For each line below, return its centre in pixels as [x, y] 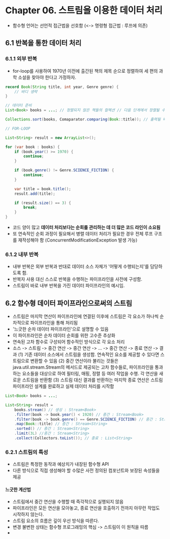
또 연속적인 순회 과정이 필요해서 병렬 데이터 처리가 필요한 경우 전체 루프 [83, 234]
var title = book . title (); [43, 189]
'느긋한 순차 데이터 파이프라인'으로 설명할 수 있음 [60, 329]
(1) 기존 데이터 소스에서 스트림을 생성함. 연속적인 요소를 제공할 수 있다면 [89, 354]
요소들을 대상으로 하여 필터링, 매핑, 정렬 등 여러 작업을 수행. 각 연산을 [90, 374]
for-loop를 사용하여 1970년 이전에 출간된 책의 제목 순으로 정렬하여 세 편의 [85, 71]
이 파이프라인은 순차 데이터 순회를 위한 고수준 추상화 [64, 336]
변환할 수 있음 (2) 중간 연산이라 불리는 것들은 [74, 361]
